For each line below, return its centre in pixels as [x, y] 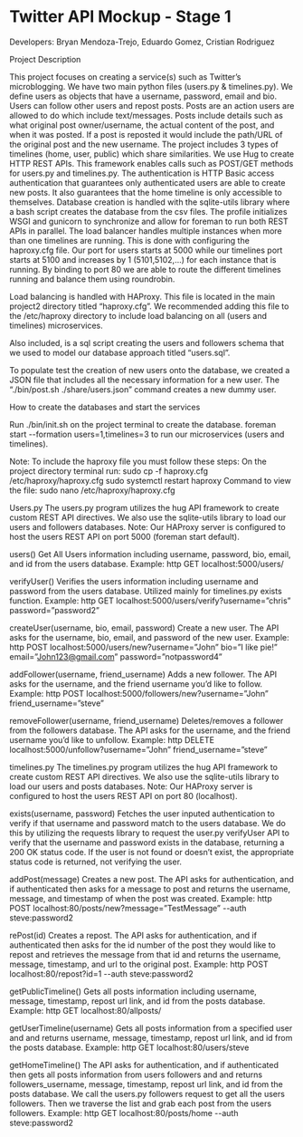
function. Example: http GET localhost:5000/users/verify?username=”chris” [150, 601]
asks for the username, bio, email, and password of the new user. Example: [149, 637]
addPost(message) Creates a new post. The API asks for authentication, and [151, 879]
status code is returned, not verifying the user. [96, 862]
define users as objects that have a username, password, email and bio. [143, 96]
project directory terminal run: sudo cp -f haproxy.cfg [109, 471]
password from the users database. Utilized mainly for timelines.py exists [146, 591]
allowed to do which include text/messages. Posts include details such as [146, 115]
